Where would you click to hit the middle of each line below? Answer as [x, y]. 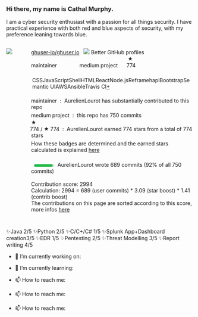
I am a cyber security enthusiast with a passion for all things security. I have [99, 22]
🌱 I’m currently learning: [44, 268]
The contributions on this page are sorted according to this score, [111, 203]
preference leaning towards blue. [47, 35]
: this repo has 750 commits [107, 116]
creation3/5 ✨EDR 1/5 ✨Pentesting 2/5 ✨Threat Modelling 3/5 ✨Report [93, 238]
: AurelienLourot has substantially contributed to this [124, 101]
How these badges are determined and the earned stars [100, 144]
